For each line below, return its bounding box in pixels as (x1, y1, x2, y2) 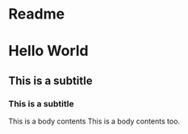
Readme (8, 5, 65, 23)
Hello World (8, 42, 89, 61)
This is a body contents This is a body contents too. (8, 116, 180, 126)
